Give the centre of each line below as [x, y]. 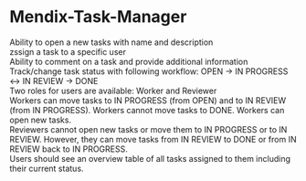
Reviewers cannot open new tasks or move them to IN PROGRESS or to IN [148, 129]
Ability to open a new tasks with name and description [111, 42]
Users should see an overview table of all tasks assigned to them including [150, 158]
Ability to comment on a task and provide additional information [129, 61]
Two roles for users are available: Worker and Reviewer [113, 90]
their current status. [47, 168]
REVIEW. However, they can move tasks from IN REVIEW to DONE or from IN [153, 139]
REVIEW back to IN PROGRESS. [69, 149]
